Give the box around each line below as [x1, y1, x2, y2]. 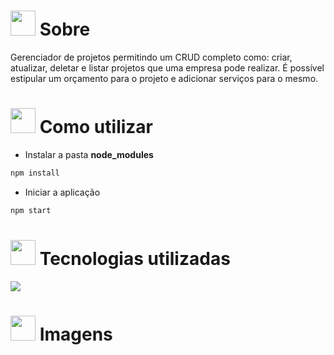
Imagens [39, 323, 113, 345]
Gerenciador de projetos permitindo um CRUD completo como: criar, [10, 51, 293, 63]
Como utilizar [39, 116, 154, 139]
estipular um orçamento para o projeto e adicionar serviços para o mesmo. [10, 72, 319, 84]
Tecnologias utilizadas [39, 247, 231, 270]
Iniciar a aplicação [24, 186, 101, 198]
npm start [10, 205, 52, 215]
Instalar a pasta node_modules [24, 148, 154, 160]
